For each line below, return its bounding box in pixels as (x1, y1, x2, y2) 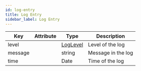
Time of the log (88, 57, 124, 64)
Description (96, 33, 125, 40)
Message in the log (88, 49, 133, 56)
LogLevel (61, 41, 83, 48)
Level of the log (88, 41, 125, 48)
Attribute (34, 33, 57, 40)
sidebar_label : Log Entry (5, 17, 60, 22)
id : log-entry (5, 7, 35, 13)
